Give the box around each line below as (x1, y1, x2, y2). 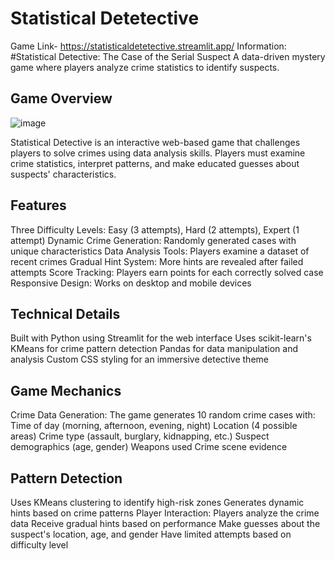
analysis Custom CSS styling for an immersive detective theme (10, 353, 269, 366)
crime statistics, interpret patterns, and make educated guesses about (10, 157, 300, 169)
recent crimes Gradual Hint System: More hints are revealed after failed (10, 255, 304, 267)
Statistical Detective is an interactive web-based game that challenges (10, 136, 301, 148)
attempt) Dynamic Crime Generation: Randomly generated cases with (10, 234, 297, 246)
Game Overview (10, 90, 113, 107)
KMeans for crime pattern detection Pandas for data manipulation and (10, 343, 298, 355)
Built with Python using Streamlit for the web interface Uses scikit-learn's (10, 332, 312, 344)
